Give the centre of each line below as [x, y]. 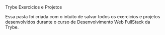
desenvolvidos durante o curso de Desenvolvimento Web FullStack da [78, 22]
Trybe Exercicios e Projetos [34, 7]
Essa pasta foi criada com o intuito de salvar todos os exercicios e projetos [83, 17]
